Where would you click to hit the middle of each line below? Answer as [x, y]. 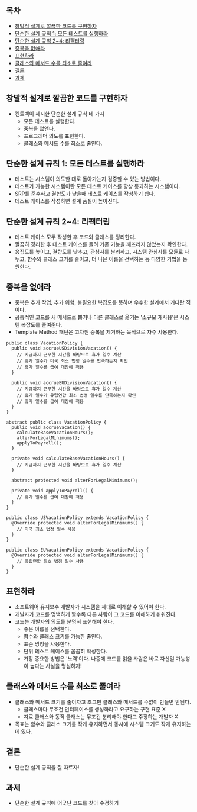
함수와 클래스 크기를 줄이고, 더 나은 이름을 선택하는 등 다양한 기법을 [104, 259]
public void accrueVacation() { [51, 428]
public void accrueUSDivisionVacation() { [64, 349]
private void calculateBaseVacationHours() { [68, 459]
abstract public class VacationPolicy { [57, 423]
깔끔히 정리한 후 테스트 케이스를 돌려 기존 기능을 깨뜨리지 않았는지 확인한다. [101, 244]
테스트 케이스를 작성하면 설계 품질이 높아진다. [67, 201]
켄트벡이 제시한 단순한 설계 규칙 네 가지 [60, 114]
